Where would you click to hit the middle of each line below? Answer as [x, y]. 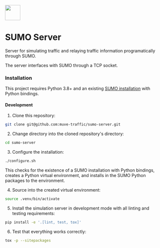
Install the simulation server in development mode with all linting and [81, 208]
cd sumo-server [20, 143]
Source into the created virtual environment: [56, 190]
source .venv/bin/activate [32, 199]
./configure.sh [20, 161]
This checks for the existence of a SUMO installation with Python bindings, [80, 170]
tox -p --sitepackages [28, 240]
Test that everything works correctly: [49, 231]
